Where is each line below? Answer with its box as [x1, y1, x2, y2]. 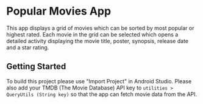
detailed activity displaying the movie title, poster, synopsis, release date [6, 37, 189, 44]
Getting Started [6, 61, 66, 72]
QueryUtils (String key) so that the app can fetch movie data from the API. [6, 90, 198, 98]
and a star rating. [6, 44, 49, 51]
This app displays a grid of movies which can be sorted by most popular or [6, 24, 194, 32]
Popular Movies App [6, 4, 112, 18]
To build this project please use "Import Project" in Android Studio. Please [6, 77, 192, 85]
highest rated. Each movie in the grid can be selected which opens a [6, 30, 179, 38]
